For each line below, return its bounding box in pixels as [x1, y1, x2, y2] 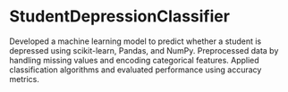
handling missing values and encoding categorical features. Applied [9, 54, 259, 65]
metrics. [9, 73, 40, 84]
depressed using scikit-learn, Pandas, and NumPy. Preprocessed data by [9, 45, 279, 55]
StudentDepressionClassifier [9, 6, 231, 27]
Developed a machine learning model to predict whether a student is [9, 36, 262, 46]
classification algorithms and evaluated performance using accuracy [9, 64, 262, 75]
